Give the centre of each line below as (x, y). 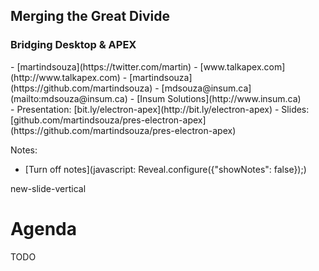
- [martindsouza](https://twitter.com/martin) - (104, 66)
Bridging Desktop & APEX (73, 45)
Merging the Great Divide (90, 16)
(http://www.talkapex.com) (65, 77)
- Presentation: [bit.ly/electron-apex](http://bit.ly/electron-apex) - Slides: (160, 109)
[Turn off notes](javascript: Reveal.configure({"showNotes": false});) (165, 169)
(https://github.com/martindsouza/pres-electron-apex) (123, 130)
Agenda (43, 228)
